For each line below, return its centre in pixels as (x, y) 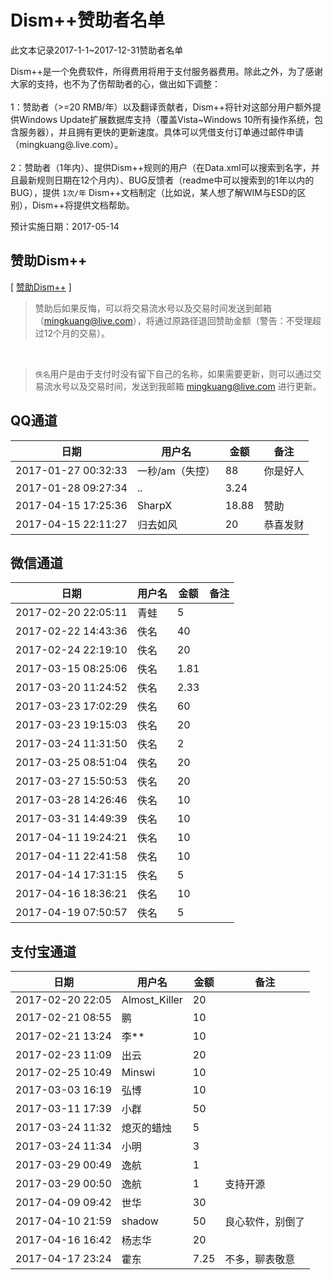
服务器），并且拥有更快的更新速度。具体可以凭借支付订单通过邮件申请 (161, 132)
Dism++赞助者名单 (88, 20)
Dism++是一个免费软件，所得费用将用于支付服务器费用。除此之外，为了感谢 (166, 71)
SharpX (154, 505)
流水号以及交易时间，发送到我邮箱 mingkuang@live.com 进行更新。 (182, 386)
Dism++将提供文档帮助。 (83, 205)
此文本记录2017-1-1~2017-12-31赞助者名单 (97, 50)
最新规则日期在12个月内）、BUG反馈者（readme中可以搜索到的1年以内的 (166, 180)
